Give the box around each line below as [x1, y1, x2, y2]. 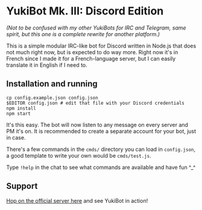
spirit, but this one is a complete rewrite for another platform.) [6, 30, 160, 37]
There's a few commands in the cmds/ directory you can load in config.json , [6, 146, 196, 153]
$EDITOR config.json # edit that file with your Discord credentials [6, 100, 185, 106]
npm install [6, 105, 36, 111]
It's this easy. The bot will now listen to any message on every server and [6, 121, 189, 128]
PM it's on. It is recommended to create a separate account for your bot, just [6, 128, 197, 135]
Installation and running [6, 79, 98, 89]
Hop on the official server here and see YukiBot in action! [6, 197, 148, 204]
